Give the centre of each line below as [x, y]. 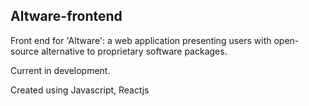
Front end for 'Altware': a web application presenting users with [141, 40]
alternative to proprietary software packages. [134, 51]
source [25, 51]
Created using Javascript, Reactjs [80, 90]
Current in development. [60, 70]
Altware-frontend [66, 16]
